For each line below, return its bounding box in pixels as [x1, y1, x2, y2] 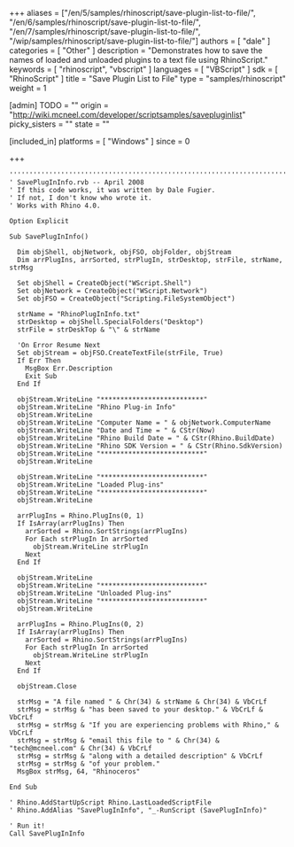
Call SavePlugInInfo [9, 829, 86, 838]
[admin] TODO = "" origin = [9, 100, 109, 110]
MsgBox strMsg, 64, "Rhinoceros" [17, 767, 141, 776]
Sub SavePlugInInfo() [9, 232, 89, 241]
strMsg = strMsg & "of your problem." [17, 759, 161, 768]
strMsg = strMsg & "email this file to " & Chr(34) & [17, 736, 220, 745]
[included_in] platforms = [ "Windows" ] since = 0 [9, 136, 190, 146]
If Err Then [17, 356, 62, 365]
